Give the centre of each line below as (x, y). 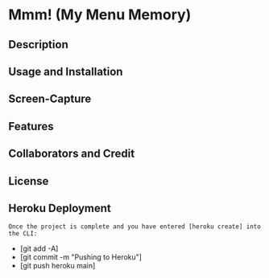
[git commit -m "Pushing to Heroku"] (81, 257)
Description (38, 45)
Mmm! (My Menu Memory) (100, 15)
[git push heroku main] (58, 266)
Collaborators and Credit (72, 154)
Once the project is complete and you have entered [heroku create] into (135, 227)
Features (31, 126)
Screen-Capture (50, 99)
